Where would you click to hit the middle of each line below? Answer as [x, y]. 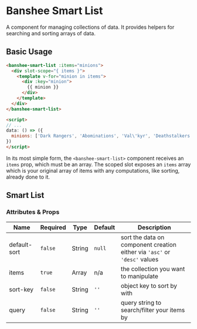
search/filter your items [153, 310]
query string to [141, 303]
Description [154, 227]
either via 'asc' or [145, 252]
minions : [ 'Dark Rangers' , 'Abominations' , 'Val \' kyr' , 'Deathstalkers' [102, 136]
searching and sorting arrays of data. [51, 33]
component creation [149, 244]
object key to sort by [149, 286]
